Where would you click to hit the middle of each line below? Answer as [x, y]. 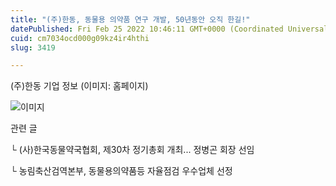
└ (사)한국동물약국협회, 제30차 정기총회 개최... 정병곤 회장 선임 [132, 150]
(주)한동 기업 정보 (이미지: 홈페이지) [79, 86]
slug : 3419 [33, 47]
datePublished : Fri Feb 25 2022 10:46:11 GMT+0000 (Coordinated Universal [169, 29]
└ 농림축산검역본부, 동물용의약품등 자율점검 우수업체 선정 [121, 171]
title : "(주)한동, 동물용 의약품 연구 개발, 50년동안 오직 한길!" [130, 19]
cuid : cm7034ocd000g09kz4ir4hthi [80, 38]
